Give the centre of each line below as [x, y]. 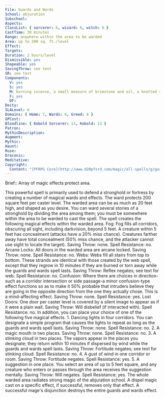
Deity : [12, 105]
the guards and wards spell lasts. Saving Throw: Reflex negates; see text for [82, 271]
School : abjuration [25, 14]
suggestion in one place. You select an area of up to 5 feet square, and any [81, 364]
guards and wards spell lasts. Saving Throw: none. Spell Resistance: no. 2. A [82, 328]
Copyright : [16, 165]
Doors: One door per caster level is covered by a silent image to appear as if [82, 302]
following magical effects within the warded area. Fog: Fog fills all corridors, [82, 224]
